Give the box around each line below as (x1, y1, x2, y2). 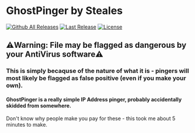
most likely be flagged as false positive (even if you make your (6, 74, 186, 82)
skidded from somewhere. (6, 102, 72, 109)
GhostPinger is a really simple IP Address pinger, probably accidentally (6, 96, 182, 103)
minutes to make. (6, 121, 48, 128)
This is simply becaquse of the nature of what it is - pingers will (6, 67, 189, 75)
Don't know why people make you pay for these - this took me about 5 (6, 115, 176, 122)
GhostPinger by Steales (6, 4, 123, 17)
